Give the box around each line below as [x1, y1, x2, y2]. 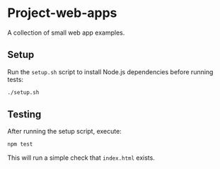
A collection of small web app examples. [7, 28, 125, 37]
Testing [7, 108, 42, 121]
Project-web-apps [7, 5, 117, 21]
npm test [7, 141, 33, 148]
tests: [7, 75, 23, 83]
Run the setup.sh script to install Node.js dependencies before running [7, 67, 214, 76]
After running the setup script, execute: [7, 127, 122, 136]
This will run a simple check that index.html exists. [7, 153, 156, 162]
